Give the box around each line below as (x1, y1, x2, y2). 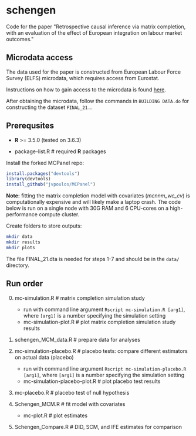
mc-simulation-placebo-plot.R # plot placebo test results (23, 378, 161, 385)
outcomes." (6, 35, 34, 42)
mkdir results (6, 239, 41, 245)
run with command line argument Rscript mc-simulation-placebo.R (23, 365, 187, 372)
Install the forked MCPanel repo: (6, 159, 84, 166)
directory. (6, 262, 29, 269)
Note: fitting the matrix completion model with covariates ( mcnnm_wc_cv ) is (6, 192, 190, 199)
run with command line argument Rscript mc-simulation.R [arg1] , (23, 306, 185, 313)
